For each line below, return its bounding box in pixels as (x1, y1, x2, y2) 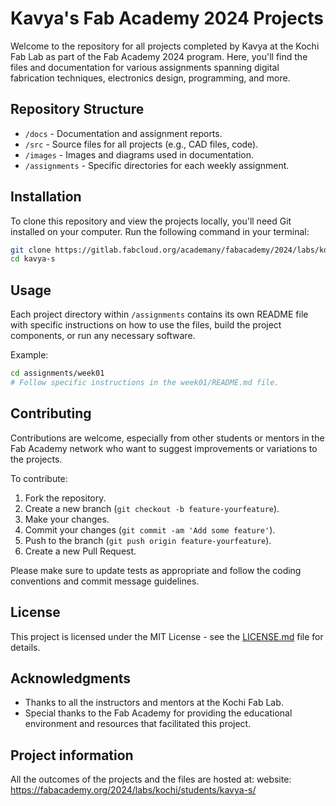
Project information (10, 747, 134, 764)
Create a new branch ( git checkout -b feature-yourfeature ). (24, 502, 280, 514)
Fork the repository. (24, 492, 107, 504)
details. (10, 641, 41, 653)
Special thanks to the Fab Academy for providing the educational (24, 707, 293, 719)
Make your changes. (24, 513, 110, 525)
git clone (10, 245, 52, 255)
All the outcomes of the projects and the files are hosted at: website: (10, 773, 292, 786)
